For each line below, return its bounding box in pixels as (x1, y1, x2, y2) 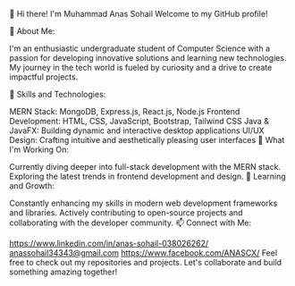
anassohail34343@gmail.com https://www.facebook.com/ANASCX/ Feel (9, 248, 278, 258)
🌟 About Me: (9, 26, 55, 36)
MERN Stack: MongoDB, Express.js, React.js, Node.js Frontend (9, 106, 240, 116)
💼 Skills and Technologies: (9, 89, 106, 99)
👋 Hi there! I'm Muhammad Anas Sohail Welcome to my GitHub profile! (9, 9, 268, 19)
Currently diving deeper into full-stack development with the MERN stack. (9, 162, 282, 172)
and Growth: (9, 181, 55, 191)
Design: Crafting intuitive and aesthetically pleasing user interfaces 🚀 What (9, 135, 285, 145)
